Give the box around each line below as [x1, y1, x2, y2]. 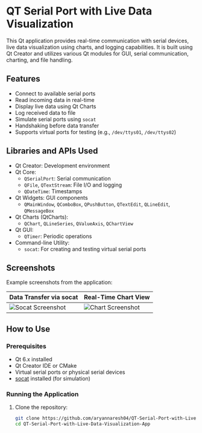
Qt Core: [14, 168, 36, 176]
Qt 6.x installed [14, 356, 52, 363]
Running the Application [6, 390, 79, 398]
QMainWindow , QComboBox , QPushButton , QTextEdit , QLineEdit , [24, 200, 171, 208]
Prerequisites [6, 342, 46, 350]
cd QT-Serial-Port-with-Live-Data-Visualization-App [14, 421, 151, 427]
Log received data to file [14, 109, 76, 116]
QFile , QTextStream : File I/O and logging [24, 181, 122, 188]
